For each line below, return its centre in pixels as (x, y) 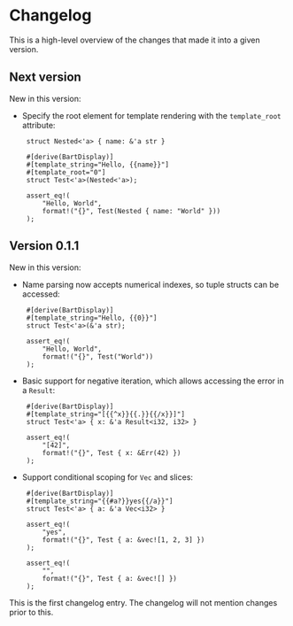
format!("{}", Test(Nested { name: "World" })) (131, 211)
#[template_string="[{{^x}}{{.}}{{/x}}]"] (106, 414)
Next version (45, 77)
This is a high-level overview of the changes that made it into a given (135, 40)
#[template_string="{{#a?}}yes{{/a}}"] (100, 501)
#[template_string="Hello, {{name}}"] (98, 165)
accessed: (41, 294)
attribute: (39, 125)
